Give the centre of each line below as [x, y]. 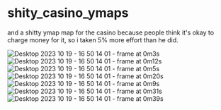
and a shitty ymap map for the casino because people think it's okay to [111, 32]
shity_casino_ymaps [68, 13]
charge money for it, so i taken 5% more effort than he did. [93, 39]
